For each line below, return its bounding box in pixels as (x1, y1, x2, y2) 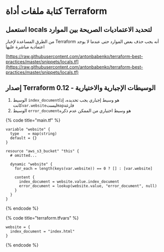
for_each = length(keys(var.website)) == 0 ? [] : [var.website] (14, 166, 153, 171)
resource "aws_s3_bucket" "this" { (5, 148, 80, 153)
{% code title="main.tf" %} (5, 117, 61, 123)
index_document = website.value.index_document (18, 179, 120, 184)
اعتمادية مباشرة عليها (5, 44, 45, 50)
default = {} (10, 135, 37, 140)
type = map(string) (10, 131, 57, 136)
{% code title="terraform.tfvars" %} (5, 215, 79, 221)
